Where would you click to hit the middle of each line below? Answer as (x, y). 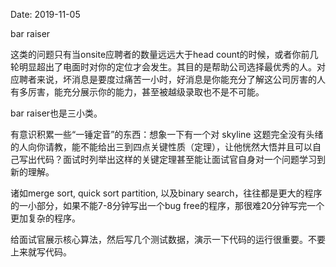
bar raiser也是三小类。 (56, 113)
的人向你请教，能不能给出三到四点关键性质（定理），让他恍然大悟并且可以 (161, 147)
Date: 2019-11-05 (45, 14)
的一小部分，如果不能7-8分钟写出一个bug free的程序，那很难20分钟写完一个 (167, 205)
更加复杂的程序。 (45, 218)
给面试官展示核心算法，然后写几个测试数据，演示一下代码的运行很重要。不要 (168, 239)
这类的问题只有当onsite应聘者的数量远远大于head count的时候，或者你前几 (164, 54)
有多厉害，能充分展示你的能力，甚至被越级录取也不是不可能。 (137, 92)
